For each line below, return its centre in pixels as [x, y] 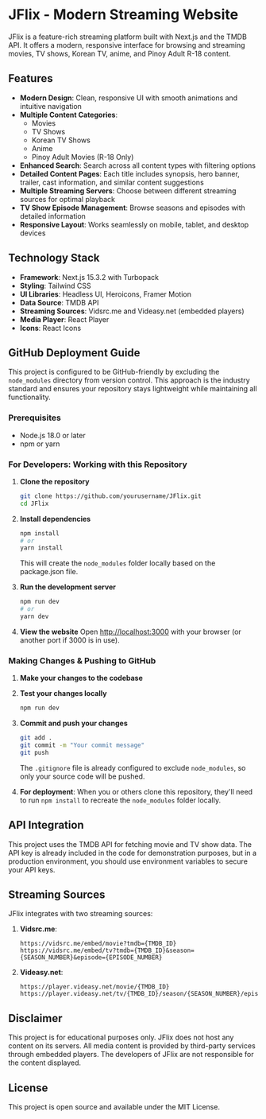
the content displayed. [45, 1063]
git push [34, 752]
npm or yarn [40, 444]
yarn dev [34, 617]
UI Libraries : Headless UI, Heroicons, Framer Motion [106, 294]
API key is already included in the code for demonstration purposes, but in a [132, 853]
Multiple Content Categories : [68, 115]
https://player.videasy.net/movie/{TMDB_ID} [94, 987]
